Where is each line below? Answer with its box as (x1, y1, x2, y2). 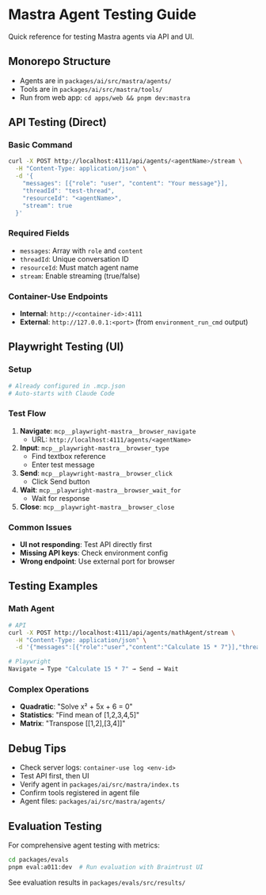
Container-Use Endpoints (8, 291, 108, 302)
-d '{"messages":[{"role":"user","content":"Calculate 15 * (15, 644, 218, 652)
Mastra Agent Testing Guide (8, 6, 196, 24)
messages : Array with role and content (19, 246, 143, 255)
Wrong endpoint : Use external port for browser (19, 557, 176, 566)
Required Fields (8, 228, 70, 239)
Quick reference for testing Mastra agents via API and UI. (8, 32, 195, 41)
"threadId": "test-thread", (22, 186, 115, 195)
